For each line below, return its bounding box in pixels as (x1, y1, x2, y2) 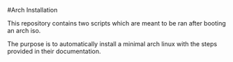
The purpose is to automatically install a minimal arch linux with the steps (7, 40, 218, 48)
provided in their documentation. (7, 48, 101, 55)
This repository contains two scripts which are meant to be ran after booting (7, 19, 227, 27)
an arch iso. (7, 27, 41, 34)
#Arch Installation (7, 6, 58, 14)
